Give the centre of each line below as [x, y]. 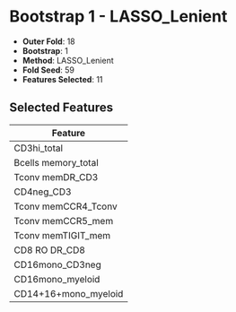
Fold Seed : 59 [48, 70]
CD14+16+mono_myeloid [69, 293]
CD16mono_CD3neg [57, 264]
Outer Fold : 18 [48, 41]
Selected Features [61, 108]
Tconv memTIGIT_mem [62, 235]
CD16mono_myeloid [57, 279]
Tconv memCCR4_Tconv [66, 206]
